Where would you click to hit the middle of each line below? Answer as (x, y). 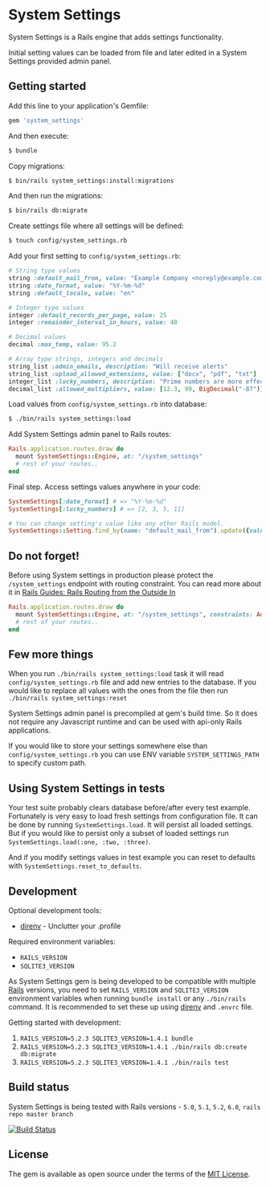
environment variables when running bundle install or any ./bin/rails (127, 998)
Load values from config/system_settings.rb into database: (108, 404)
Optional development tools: (55, 910)
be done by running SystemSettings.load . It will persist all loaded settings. (131, 825)
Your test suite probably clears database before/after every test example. (129, 808)
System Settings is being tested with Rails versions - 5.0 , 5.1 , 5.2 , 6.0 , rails (135, 1107)
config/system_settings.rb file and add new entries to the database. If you (133, 682)
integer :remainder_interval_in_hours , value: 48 (93, 323)
